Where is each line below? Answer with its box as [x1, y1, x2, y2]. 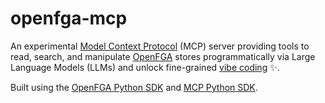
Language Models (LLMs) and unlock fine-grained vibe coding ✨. [10, 61, 280, 73]
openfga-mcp [10, 7, 128, 30]
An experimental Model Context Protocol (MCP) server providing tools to [10, 40, 310, 52]
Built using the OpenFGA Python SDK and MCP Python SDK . [10, 81, 258, 93]
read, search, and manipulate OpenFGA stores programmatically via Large [10, 50, 316, 62]
